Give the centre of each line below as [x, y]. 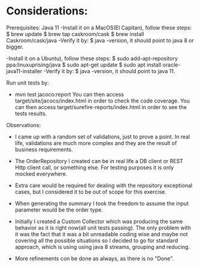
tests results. [31, 113]
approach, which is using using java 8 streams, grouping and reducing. [102, 246]
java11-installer [24, 71]
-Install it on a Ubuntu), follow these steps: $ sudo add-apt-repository [92, 58]
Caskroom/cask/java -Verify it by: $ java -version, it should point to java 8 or [100, 40]
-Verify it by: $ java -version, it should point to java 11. [109, 71]
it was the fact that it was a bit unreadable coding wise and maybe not [101, 234]
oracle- [172, 65]
